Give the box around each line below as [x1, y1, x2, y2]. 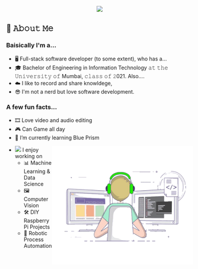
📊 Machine [23, 159, 52, 166]
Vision [23, 201, 40, 209]
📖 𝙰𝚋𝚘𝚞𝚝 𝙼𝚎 [6, 24, 54, 34]
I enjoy [22, 146, 39, 153]
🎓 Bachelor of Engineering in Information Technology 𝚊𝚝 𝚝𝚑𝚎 [14, 64, 168, 71]
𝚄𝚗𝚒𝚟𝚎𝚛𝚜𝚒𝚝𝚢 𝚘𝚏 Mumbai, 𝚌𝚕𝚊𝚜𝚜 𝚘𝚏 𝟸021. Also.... [14, 72, 145, 79]
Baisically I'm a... [6, 41, 57, 50]
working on [14, 152, 43, 159]
